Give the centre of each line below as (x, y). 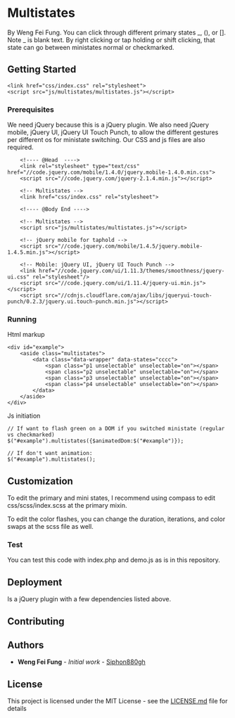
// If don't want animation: (50, 454)
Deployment (35, 582)
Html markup (26, 335)
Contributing (36, 621)
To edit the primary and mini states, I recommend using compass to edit (112, 498)
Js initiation (24, 416)
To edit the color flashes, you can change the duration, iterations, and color (116, 519)
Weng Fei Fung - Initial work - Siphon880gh (81, 662)
